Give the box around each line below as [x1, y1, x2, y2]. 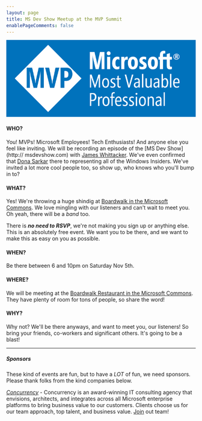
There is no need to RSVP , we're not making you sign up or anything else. [6, 222, 189, 229]
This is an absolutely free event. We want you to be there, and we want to [6, 229, 188, 236]
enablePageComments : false [6, 22, 74, 28]
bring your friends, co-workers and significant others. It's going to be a [6, 329, 182, 337]
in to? [6, 170, 20, 177]
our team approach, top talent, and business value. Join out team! [6, 408, 170, 415]
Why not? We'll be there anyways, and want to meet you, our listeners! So [6, 323, 189, 330]
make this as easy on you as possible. [6, 235, 100, 242]
